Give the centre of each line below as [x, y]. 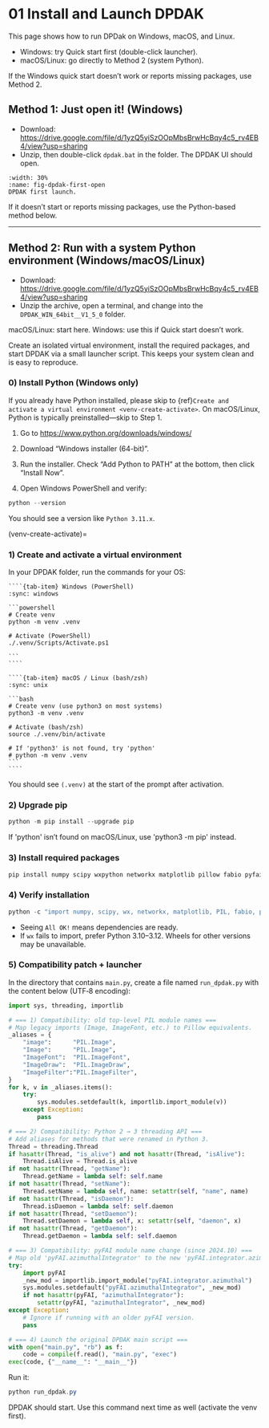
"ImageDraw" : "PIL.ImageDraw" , [76, 1064]
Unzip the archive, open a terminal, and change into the [111, 305]
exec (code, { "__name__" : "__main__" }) [73, 1362]
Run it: [19, 1377]
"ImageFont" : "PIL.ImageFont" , [76, 1058]
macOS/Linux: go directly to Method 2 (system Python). [112, 60]
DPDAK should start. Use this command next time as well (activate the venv [133, 1408]
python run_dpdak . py [43, 1392]
